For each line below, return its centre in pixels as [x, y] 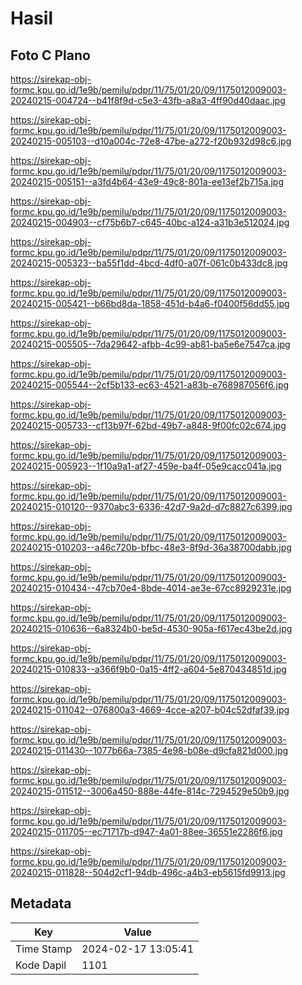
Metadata [41, 903]
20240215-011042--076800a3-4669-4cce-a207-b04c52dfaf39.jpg [150, 710]
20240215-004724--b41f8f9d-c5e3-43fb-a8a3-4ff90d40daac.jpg [148, 100]
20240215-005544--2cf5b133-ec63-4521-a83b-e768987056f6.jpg [150, 385]
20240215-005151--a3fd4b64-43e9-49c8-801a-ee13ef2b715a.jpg [147, 181]
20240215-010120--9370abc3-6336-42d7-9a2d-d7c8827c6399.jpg [151, 506]
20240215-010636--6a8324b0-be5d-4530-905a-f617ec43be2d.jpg [151, 628]
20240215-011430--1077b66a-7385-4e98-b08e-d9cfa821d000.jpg [149, 750]
